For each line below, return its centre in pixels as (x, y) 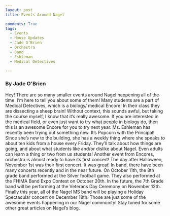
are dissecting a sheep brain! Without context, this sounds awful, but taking (84, 111)
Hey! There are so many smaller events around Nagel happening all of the (82, 95)
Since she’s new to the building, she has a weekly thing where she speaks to (85, 138)
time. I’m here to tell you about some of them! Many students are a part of (82, 100)
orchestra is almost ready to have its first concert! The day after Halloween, (84, 159)
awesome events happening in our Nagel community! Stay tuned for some (83, 202)
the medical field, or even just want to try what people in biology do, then (82, 122)
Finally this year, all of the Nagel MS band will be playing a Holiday (74, 192)
